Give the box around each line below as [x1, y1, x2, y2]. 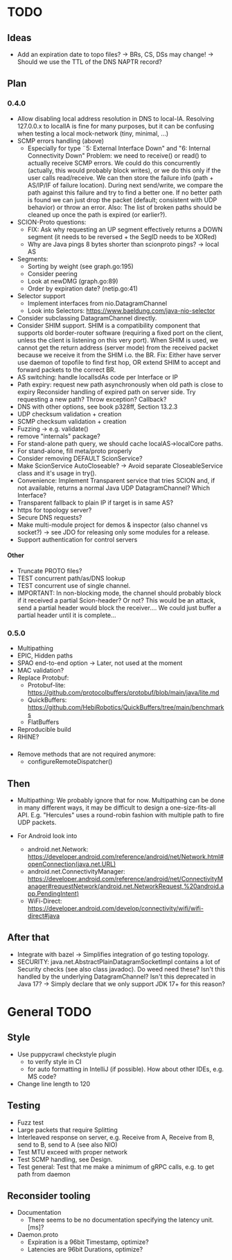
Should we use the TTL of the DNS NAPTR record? [17, 58, 163, 66]
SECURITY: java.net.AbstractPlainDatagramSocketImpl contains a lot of [17, 957, 220, 966]
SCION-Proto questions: [17, 218, 87, 226]
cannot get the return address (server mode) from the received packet [17, 343, 219, 352]
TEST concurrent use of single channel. [17, 581, 131, 589]
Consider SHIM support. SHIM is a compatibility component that [17, 321, 201, 329]
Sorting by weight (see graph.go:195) [27, 262, 134, 270]
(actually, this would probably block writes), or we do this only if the [27, 166, 222, 174]
